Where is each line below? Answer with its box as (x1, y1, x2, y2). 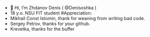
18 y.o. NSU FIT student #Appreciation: (10, 10, 92, 16)
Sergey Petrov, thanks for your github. (10, 20, 90, 26)
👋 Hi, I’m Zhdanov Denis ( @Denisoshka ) (10, 5, 97, 10)
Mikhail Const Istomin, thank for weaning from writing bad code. (10, 15, 145, 21)
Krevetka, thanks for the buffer (10, 26, 75, 32)
